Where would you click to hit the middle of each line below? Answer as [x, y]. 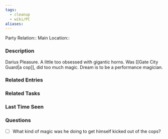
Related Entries [24, 80]
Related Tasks [23, 93]
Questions [18, 120]
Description [20, 51]
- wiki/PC [20, 19]
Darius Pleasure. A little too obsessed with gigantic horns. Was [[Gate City [82, 62]
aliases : [14, 24]
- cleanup [20, 14]
